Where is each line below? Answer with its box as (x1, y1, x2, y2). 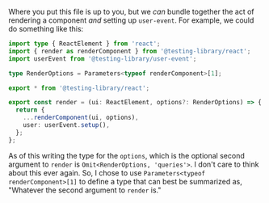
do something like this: (8, 24, 84, 33)
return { (15, 106, 45, 114)
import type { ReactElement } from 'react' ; (8, 40, 161, 48)
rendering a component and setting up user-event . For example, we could (8, 15, 254, 25)
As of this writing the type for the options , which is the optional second (8, 150, 245, 160)
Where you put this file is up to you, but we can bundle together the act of (8, 7, 254, 16)
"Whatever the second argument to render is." (8, 185, 162, 195)
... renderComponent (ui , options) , (23, 113, 139, 122)
